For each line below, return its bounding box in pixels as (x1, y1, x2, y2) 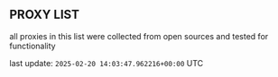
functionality (9, 40, 56, 51)
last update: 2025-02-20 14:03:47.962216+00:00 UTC (9, 57, 204, 68)
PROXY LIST (9, 7, 79, 22)
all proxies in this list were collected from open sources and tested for (9, 30, 269, 41)
